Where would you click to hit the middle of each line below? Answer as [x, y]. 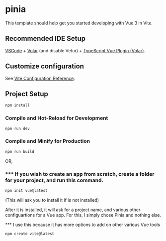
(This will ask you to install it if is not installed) [52, 200]
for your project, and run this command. [54, 180]
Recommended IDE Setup [45, 39]
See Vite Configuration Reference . [40, 78]
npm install [17, 106]
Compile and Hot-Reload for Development [57, 118]
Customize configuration [45, 66]
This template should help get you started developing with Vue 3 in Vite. [79, 23]
